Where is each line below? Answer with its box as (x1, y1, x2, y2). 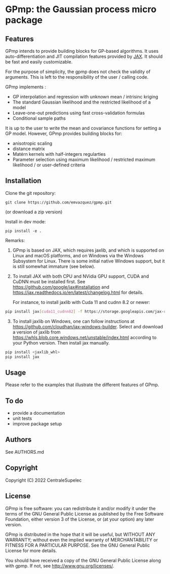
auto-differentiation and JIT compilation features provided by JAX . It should (5, 53, 163, 59)
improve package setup (12, 421, 62, 427)
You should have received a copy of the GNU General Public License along (5, 557, 161, 563)
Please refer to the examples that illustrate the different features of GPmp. (5, 382, 159, 388)
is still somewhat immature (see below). (12, 263, 96, 269)
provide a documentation (12, 410, 65, 416)
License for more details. (5, 547, 57, 554)
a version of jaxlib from (12, 329, 61, 335)
